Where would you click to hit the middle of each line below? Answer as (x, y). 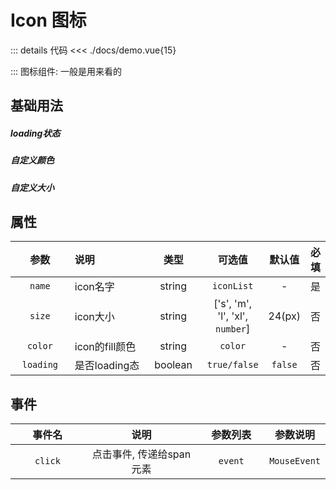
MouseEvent (295, 461)
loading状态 (35, 133)
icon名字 (94, 287)
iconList (232, 286)
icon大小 (94, 317)
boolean (173, 365)
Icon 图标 (48, 20)
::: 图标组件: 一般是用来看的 (66, 71)
